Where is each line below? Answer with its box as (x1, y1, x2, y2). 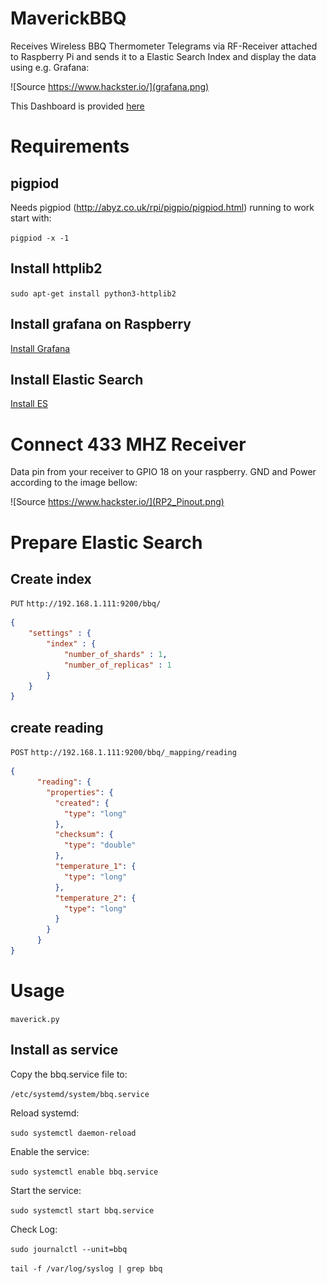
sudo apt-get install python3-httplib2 (10, 288, 177, 299)
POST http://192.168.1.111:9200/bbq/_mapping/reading (10, 748, 237, 758)
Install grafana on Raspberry (10, 316, 192, 333)
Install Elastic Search (10, 371, 144, 388)
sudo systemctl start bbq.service (10, 1205, 155, 1216)
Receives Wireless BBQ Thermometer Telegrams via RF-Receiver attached (10, 40, 318, 52)
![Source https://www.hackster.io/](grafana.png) (10, 80, 210, 92)
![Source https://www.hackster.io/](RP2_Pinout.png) (10, 496, 225, 508)
